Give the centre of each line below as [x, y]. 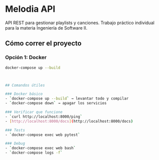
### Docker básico [24, 94]
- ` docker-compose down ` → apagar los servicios [56, 103]
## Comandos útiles [25, 85]
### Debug [15, 144]
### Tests [15, 130]
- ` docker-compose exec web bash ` [41, 148]
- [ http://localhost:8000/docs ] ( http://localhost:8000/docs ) [69, 121]
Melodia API [30, 9]
